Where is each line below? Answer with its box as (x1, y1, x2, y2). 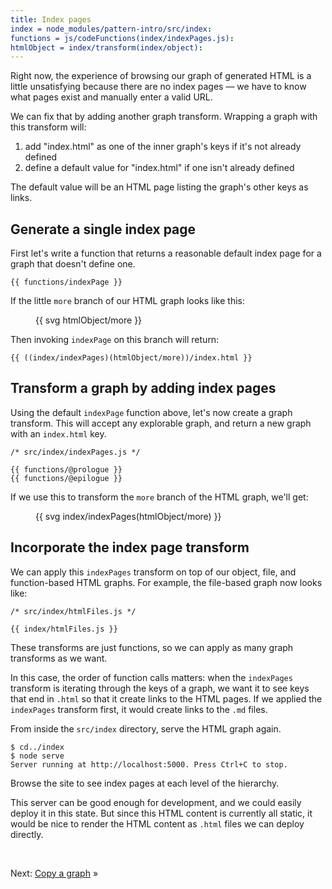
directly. (10, 828, 44, 840)
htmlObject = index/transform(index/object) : (10, 42, 203, 53)
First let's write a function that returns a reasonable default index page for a (10, 247, 322, 260)
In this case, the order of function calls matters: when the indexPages (10, 671, 293, 683)
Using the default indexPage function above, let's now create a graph (10, 406, 293, 418)
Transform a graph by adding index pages (10, 380, 277, 397)
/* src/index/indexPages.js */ (10, 447, 141, 457)
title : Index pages (10, 14, 92, 25)
